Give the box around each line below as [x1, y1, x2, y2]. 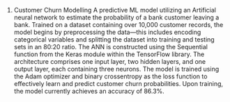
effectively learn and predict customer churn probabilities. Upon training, [13, 80, 224, 87]
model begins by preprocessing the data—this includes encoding [13, 28, 201, 36]
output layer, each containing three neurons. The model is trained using [13, 65, 220, 73]
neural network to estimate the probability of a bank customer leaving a [13, 13, 220, 22]
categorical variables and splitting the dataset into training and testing [13, 35, 215, 44]
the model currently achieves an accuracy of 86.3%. [13, 87, 165, 95]
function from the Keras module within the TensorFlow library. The [13, 50, 205, 58]
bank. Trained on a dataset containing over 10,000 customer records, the [13, 21, 224, 28]
